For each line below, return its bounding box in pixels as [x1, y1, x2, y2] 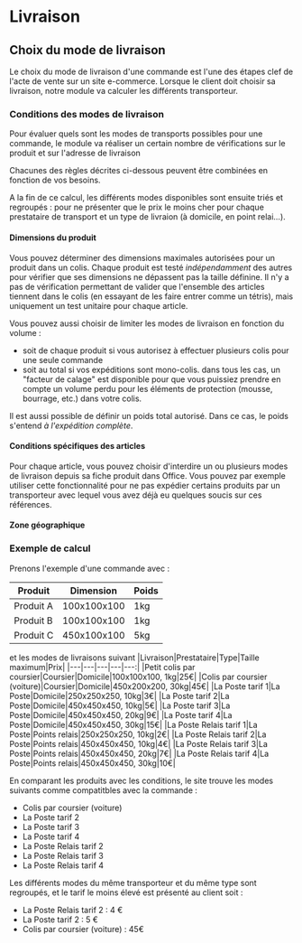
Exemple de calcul [9, 542, 92, 555]
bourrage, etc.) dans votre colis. [22, 393, 142, 404]
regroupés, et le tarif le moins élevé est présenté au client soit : [9, 887, 243, 898]
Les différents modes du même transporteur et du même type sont [9, 877, 257, 888]
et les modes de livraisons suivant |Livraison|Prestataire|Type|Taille [9, 652, 260, 663]
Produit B [14, 614, 53, 627]
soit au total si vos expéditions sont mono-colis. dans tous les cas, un [22, 364, 281, 375]
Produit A [14, 599, 54, 612]
